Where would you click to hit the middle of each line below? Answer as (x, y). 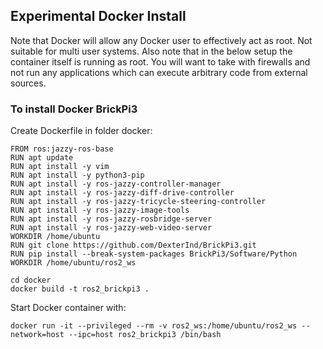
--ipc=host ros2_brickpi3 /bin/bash (145, 335)
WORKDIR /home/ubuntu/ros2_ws (73, 263)
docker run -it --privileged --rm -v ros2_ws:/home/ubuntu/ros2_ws (154, 326)
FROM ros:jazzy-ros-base (62, 149)
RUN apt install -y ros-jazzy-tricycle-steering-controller (138, 202)
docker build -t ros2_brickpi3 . (80, 289)
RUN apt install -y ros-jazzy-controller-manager (116, 184)
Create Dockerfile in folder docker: (81, 131)
